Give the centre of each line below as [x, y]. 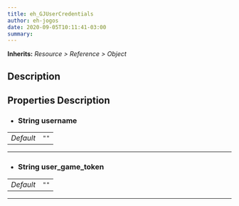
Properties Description [59, 101]
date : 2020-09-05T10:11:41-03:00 [57, 27]
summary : [20, 34]
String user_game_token [61, 167]
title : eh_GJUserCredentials [51, 14]
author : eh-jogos [33, 21]
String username [47, 120]
